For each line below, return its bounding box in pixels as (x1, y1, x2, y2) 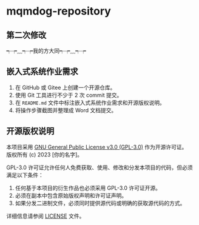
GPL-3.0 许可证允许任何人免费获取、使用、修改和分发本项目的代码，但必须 (6, 164, 193, 171)
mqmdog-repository (6, 4, 111, 18)
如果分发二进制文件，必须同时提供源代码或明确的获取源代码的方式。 (15, 199, 186, 207)
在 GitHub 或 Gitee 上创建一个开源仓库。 (15, 84, 116, 91)
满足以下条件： (6, 171, 44, 178)
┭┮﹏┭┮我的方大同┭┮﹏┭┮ (6, 47, 86, 54)
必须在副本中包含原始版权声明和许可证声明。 (15, 192, 127, 199)
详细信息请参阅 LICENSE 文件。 (6, 212, 85, 220)
